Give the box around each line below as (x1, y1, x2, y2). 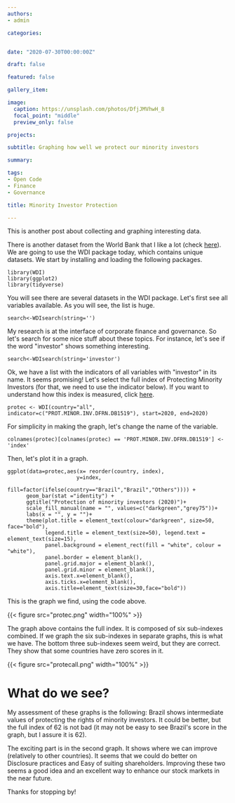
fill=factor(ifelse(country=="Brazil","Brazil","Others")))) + (7, 486, 196, 494)
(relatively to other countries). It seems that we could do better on (7, 752, 198, 760)
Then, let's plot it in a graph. (7, 455, 89, 463)
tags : (7, 169, 23, 176)
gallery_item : (7, 86, 49, 93)
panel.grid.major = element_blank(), (44, 560, 156, 568)
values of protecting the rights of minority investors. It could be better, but (7, 716, 221, 724)
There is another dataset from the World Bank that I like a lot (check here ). (7, 240, 222, 249)
